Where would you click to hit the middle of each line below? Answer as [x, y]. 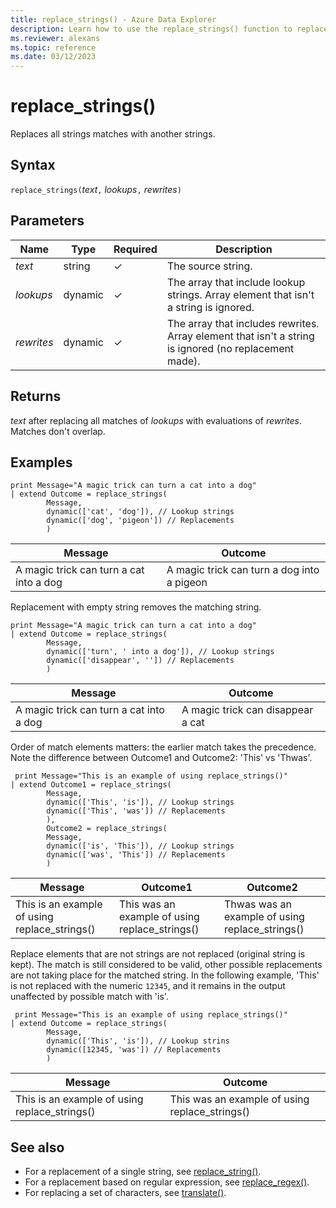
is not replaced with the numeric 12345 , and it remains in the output [148, 986]
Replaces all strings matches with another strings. [113, 134]
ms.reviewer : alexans [55, 38]
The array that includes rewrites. [243, 323]
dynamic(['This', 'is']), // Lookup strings [140, 802]
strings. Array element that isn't [240, 294]
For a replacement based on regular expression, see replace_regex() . [167, 1182]
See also [37, 1147]
